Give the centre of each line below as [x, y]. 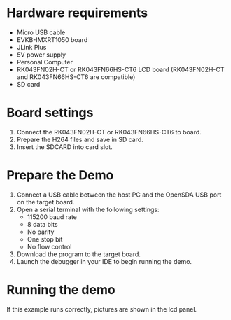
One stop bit [45, 239]
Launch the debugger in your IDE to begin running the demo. [104, 261]
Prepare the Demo [60, 175]
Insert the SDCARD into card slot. [64, 147]
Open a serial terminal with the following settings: [88, 209]
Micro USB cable [41, 32]
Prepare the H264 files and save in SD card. [80, 139]
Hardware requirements [77, 13]
